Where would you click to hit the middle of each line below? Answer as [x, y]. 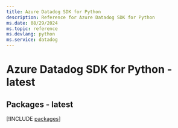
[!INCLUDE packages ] [33, 119]
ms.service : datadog [32, 40]
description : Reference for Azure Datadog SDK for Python [81, 17]
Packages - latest [40, 104]
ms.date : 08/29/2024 [32, 23]
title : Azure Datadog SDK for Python [54, 12]
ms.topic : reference [32, 29]
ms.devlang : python [31, 34]
